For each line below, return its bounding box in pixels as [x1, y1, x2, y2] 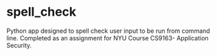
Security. [6, 41, 32, 49]
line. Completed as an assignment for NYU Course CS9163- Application [6, 33, 209, 42]
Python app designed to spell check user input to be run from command [6, 27, 210, 35]
